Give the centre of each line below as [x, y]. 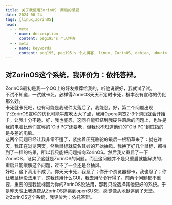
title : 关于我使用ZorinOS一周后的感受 [42, 10]
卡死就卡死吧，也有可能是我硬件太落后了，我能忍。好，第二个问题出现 [79, 108]
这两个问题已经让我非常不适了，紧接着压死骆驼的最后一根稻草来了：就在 [81, 139]
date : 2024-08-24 [24, 15]
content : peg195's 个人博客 [47, 39]
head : [11, 24]
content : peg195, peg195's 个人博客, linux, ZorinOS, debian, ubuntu [93, 53]
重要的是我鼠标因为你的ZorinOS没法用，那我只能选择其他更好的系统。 [88, 184]
